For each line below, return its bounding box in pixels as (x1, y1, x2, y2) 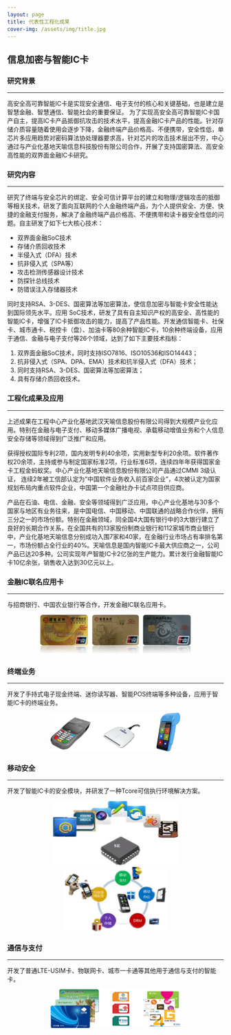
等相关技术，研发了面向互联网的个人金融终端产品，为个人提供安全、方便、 (7, 202, 218, 210)
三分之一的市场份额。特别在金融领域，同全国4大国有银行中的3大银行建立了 (7, 515, 220, 523)
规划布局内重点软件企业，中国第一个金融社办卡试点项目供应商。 (7, 483, 188, 491)
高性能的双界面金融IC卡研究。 (7, 151, 91, 160)
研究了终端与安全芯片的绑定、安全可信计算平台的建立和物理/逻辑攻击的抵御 (7, 193, 221, 202)
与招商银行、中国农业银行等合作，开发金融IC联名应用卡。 (7, 600, 170, 608)
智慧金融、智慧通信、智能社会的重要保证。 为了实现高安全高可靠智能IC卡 (7, 108, 214, 116)
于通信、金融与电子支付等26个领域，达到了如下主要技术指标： (7, 334, 184, 343)
